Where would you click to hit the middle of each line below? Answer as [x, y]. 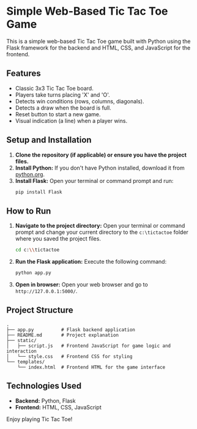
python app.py [33, 273]
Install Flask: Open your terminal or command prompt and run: [94, 181]
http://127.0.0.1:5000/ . [46, 291]
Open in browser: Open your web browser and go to [81, 285]
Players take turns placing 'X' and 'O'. [62, 95]
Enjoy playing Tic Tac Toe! [39, 419]
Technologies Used [44, 386]
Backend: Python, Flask [45, 401]
